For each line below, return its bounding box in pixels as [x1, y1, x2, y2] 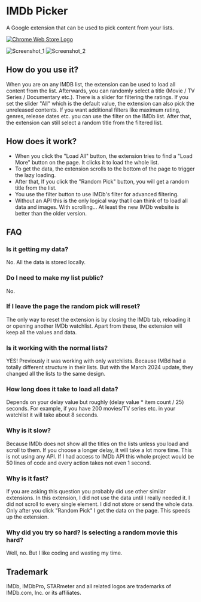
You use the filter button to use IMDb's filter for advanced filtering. [14, 190, 179, 197]
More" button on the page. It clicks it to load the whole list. [14, 158, 160, 166]
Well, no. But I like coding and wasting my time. [6, 549, 123, 556]
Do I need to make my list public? [6, 274, 103, 282]
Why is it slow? [6, 426, 51, 435]
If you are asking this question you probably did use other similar [6, 488, 166, 495]
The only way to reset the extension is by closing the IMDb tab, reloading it [6, 316, 191, 323]
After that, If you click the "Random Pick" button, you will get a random [14, 178, 190, 185]
